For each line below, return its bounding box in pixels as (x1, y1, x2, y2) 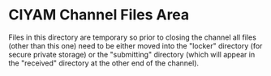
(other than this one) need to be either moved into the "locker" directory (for (8, 40, 263, 50)
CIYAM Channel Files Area (8, 6, 190, 24)
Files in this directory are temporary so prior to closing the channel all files (8, 32, 257, 42)
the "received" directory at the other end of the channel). (8, 58, 200, 68)
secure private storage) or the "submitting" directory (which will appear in (8, 49, 256, 59)
